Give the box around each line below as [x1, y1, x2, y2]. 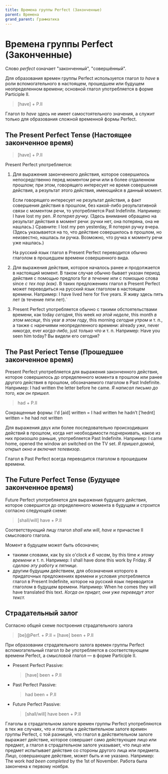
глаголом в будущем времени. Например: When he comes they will [12, 584, 156, 590]
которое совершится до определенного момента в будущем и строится [5, 502, 160, 508]
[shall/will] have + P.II [17, 517, 62, 523]
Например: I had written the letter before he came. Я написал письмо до [5, 385, 158, 391]
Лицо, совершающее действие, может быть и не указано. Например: [5, 752, 154, 758]
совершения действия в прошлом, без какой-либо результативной [12, 202, 157, 208]
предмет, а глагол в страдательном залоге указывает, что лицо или [5, 742, 150, 748]
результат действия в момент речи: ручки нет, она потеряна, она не [12, 218, 159, 225]
